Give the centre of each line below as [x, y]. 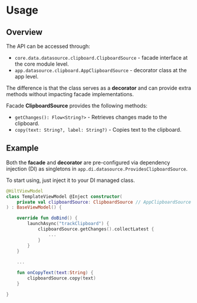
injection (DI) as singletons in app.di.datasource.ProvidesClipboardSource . [97, 168]
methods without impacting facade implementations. [70, 94]
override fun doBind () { [47, 218]
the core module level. [42, 64]
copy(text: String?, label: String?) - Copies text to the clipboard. [98, 130]
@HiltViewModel [25, 191]
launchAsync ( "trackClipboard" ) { [68, 224]
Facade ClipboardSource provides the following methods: [77, 106]
